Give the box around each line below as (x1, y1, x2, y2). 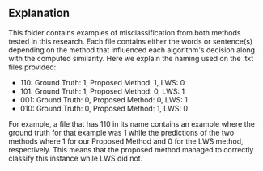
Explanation (8, 6, 70, 20)
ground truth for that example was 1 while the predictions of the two (8, 127, 235, 137)
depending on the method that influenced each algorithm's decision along (8, 44, 256, 55)
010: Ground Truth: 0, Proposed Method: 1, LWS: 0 (19, 103, 189, 113)
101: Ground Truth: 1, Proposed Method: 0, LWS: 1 (19, 86, 185, 96)
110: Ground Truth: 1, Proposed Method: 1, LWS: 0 (19, 77, 185, 87)
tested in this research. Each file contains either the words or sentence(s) (8, 36, 253, 46)
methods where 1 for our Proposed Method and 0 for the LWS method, (8, 136, 244, 146)
